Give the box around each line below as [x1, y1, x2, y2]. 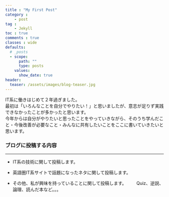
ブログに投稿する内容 [5, 142, 57, 149]
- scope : [10, 54, 28, 59]
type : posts [18, 63, 44, 68]
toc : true [5, 31, 28, 36]
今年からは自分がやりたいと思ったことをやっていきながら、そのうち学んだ [5, 115, 159, 121]
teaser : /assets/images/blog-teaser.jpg [10, 82, 96, 87]
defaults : [5, 45, 26, 50]
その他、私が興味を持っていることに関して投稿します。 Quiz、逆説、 [12, 180, 164, 186]
